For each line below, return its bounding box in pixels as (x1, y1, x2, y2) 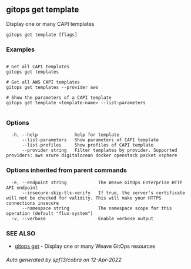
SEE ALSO (6, 229, 36, 237)
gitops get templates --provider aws (6, 85, 99, 91)
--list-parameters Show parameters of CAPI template (21, 137, 159, 143)
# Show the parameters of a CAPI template (6, 95, 112, 101)
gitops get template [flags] (6, 32, 78, 38)
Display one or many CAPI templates (6, 20, 95, 27)
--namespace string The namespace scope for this (21, 205, 172, 211)
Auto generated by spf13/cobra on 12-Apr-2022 (6, 256, 122, 263)
